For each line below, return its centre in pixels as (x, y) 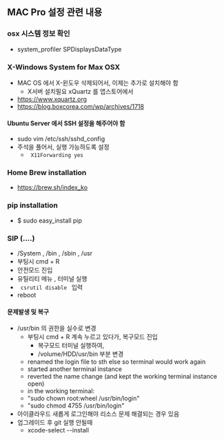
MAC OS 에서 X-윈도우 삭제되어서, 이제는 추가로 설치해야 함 (98, 83)
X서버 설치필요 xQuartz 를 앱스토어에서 (80, 91)
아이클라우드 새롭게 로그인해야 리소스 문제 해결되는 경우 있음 (98, 414)
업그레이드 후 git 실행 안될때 (55, 423)
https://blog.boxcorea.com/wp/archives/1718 (81, 106)
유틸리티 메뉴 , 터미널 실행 (52, 279)
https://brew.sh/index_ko (52, 187)
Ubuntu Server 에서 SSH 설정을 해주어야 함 (66, 123)
